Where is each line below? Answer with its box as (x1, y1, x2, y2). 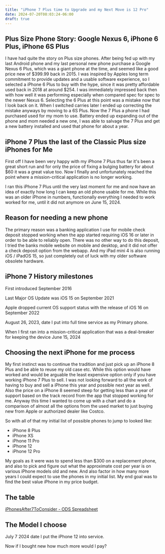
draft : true (5, 16, 30, 21)
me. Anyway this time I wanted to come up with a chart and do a (5, 398, 135, 404)
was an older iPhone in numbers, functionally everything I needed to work (5, 194, 155, 200)
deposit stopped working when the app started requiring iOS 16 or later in (5, 232, 154, 238)
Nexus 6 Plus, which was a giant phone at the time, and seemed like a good (5, 66, 159, 72)
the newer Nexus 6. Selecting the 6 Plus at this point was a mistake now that (5, 97, 160, 103)
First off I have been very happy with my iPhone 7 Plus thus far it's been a (5, 159, 155, 164)
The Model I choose (5, 521, 67, 529)
